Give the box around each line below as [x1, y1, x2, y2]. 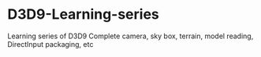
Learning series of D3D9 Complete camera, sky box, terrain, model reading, [7, 31, 254, 41]
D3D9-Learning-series [7, 5, 159, 23]
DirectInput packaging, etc [7, 39, 94, 48]
